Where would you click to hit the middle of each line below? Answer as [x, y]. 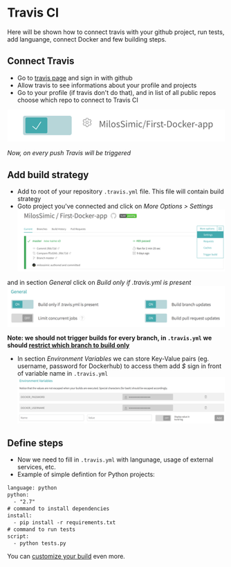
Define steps [35, 443]
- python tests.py [40, 543]
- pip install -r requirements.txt [65, 523]
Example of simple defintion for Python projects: [86, 474]
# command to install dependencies [58, 509]
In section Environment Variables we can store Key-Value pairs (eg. [113, 358]
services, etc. [37, 467]
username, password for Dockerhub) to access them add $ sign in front [119, 366]
